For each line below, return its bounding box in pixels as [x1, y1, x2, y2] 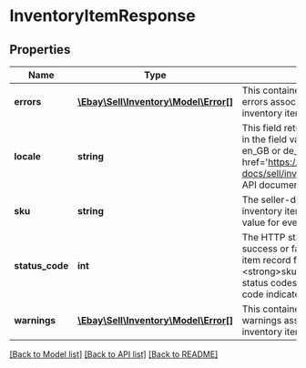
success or [241, 242, 290, 255]
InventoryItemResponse [9, 5, 196, 26]
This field [241, 122, 282, 134]
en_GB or [241, 145, 281, 157]
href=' [241, 156, 269, 169]
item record [241, 254, 291, 266]
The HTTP [241, 231, 286, 243]
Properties [9, 42, 71, 57]
